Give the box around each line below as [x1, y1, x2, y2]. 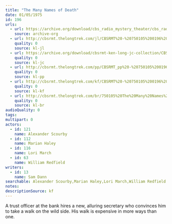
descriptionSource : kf [5, 189, 54, 194]
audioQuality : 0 [5, 108, 40, 113]
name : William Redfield [14, 160, 66, 165]
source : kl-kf [14, 88, 45, 94]
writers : [5, 165, 24, 170]
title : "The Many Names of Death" [5, 7, 79, 13]
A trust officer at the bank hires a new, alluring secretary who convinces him [5, 202, 166, 209]
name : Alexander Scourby [14, 131, 68, 136]
